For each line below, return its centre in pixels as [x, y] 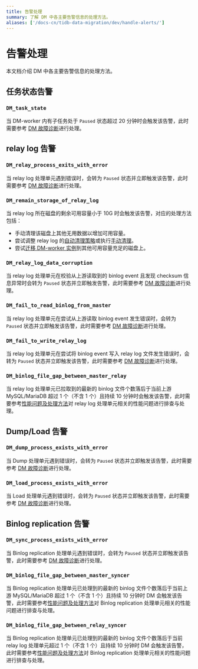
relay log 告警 [31, 149]
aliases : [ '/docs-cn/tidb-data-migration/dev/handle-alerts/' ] [85, 22]
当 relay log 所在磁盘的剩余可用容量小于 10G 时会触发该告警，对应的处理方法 [99, 213]
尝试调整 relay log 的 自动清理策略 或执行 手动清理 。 [76, 241]
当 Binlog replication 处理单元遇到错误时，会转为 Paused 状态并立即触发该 [95, 553]
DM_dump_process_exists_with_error [57, 448]
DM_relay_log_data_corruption [49, 263]
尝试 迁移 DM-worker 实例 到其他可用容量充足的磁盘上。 [82, 248]
